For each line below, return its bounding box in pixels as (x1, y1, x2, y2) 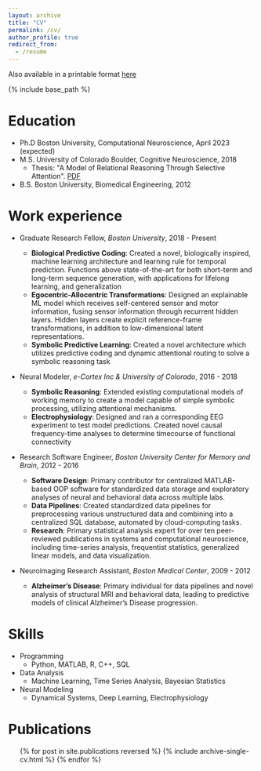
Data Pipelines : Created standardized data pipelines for (31, 500, 212, 510)
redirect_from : (8, 41, 58, 49)
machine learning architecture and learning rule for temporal (31, 256, 227, 266)
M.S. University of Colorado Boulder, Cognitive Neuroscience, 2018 (19, 155, 237, 164)
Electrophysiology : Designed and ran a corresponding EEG (31, 412, 224, 421)
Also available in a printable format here (8, 70, 137, 78)
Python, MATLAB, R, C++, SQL (31, 660, 131, 669)
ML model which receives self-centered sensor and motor (31, 298, 219, 307)
